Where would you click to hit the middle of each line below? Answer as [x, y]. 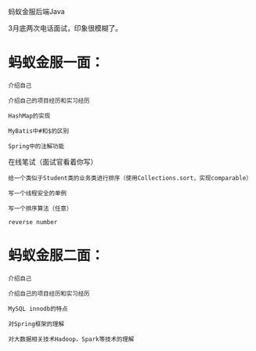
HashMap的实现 [29, 116]
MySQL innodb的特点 [38, 309]
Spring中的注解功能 [36, 146]
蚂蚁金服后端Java [36, 11]
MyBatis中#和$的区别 [38, 131]
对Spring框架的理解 [36, 324]
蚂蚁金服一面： [56, 63]
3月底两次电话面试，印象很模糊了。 [65, 28]
